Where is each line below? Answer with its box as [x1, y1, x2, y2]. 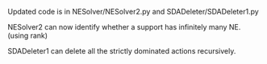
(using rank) [7, 31, 48, 40]
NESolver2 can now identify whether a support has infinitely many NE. [7, 22, 241, 31]
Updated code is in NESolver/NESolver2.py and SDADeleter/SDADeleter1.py [7, 7, 259, 16]
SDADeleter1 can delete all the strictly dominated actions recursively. [7, 46, 236, 55]
